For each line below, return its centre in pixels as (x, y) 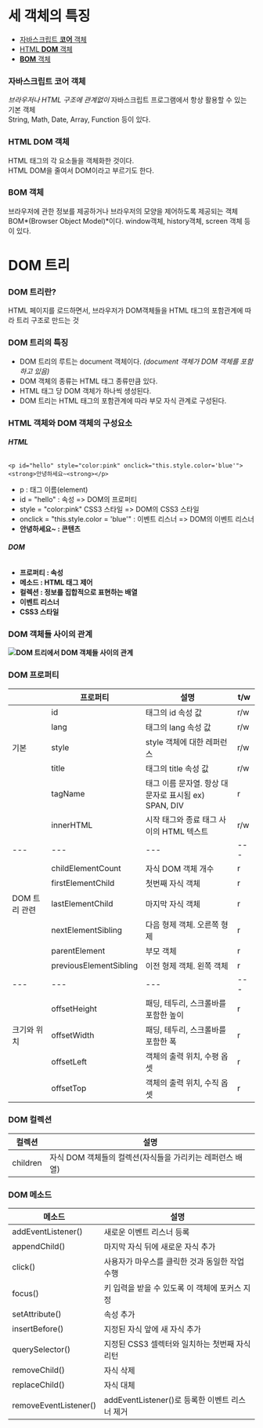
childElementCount (86, 868)
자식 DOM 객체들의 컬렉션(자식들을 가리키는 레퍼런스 (141, 1157)
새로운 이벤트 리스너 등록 (147, 1232)
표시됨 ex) (187, 795)
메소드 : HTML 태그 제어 (56, 582)
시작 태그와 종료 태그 (181, 819)
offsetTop (69, 1088)
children (27, 1163)
